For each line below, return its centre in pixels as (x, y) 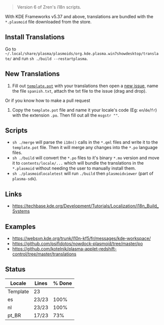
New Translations (33, 74)
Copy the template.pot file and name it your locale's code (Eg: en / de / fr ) (84, 110)
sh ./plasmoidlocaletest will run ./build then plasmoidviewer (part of (83, 174)
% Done (63, 283)
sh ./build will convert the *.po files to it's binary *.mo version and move (86, 158)
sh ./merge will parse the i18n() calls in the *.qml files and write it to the (85, 142)
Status (15, 269)
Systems (21, 211)
